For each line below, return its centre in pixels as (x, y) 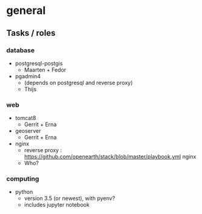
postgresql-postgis (39, 63)
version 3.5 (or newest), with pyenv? (69, 198)
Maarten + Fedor (45, 70)
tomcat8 (25, 118)
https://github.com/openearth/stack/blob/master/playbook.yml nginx (110, 157)
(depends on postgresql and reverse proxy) (79, 82)
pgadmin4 (28, 76)
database (21, 50)
